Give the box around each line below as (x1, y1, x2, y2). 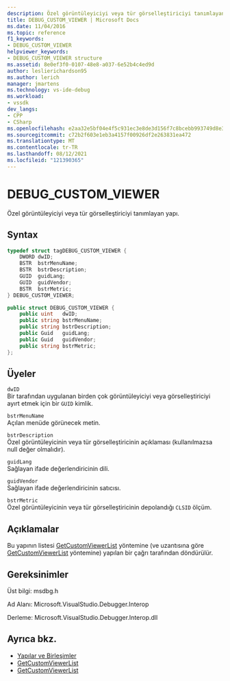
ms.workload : (7, 93, 44, 100)
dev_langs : (7, 106, 38, 113)
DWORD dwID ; (19, 253, 53, 261)
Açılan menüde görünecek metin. (7, 419, 101, 427)
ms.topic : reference (7, 29, 66, 36)
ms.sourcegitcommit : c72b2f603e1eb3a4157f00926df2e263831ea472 (7, 131, 192, 138)
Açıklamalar (7, 523, 60, 535)
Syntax (7, 229, 38, 241)
